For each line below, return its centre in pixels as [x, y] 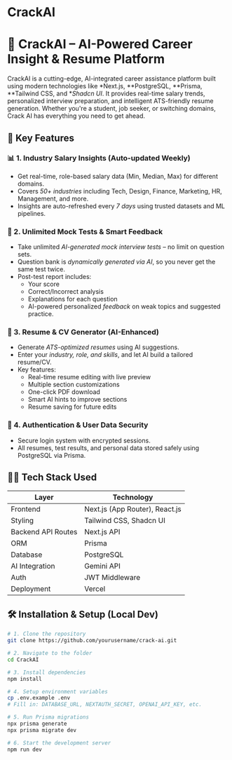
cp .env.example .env [39, 698]
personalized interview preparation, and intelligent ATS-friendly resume [110, 101]
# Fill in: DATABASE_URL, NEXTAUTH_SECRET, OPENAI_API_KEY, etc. [104, 705]
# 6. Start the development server [59, 743]
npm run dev [25, 749]
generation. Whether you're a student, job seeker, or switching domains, [111, 109]
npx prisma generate [37, 724]
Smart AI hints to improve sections [77, 400]
